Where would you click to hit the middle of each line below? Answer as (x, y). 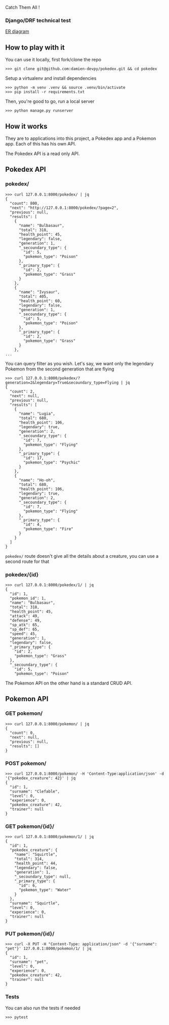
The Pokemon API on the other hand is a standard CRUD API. (69, 683)
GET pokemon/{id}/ (30, 826)
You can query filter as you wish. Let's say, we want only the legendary (79, 363)
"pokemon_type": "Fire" (48, 529)
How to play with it (35, 47)
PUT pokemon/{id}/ (30, 934)
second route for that (27, 561)
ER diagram (17, 31)
